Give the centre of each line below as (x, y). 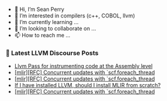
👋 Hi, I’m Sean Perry (39, 9)
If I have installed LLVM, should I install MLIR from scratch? (87, 85)
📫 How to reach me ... (42, 35)
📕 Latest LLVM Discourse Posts (52, 53)
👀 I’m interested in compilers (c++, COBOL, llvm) (74, 16)
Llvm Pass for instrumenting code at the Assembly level (83, 66)
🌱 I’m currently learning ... (46, 22)
